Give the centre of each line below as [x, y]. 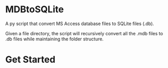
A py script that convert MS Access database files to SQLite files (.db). [80, 24]
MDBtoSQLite [35, 9]
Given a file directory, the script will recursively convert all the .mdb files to [84, 33]
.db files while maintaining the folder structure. [55, 39]
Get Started [30, 60]
